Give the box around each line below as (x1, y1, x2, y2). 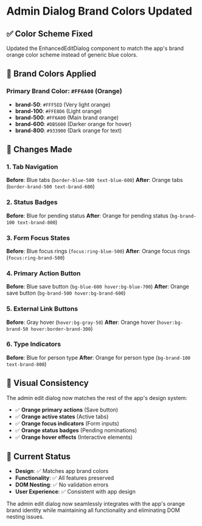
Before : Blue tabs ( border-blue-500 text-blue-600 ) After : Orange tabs (6, 177, 183, 184)
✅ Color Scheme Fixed (6, 29, 93, 39)
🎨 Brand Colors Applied (6, 69, 96, 79)
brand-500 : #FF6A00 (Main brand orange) (15, 114, 119, 121)
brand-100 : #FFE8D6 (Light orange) (15, 107, 102, 114)
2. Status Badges (6, 198, 58, 206)
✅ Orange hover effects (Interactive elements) (15, 433, 133, 441)
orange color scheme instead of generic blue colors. (6, 51, 138, 58)
